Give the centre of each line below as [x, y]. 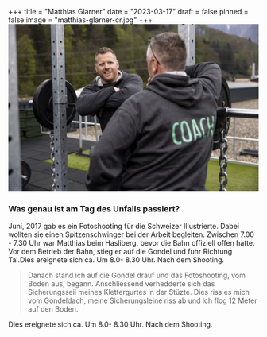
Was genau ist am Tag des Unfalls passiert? [94, 208]
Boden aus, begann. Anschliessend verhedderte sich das [121, 283]
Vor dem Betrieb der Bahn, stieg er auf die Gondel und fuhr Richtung [120, 251]
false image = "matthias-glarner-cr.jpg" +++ [81, 20]
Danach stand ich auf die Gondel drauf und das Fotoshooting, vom [137, 275]
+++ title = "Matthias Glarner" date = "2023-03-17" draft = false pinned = [128, 12]
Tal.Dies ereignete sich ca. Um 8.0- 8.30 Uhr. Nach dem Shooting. [116, 260]
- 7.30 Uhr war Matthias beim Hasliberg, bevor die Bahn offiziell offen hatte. [132, 242]
